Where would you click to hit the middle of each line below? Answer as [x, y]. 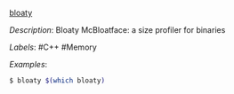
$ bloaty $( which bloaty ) [57, 81]
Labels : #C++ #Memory [53, 47]
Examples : [28, 64]
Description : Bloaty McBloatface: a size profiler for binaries [117, 30]
